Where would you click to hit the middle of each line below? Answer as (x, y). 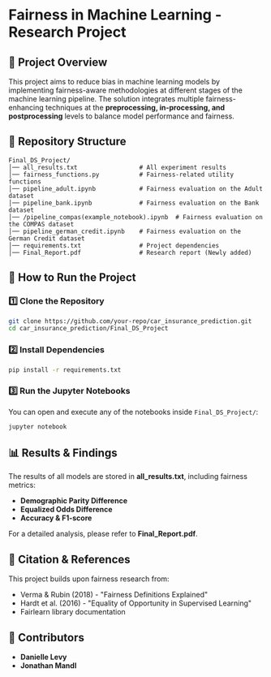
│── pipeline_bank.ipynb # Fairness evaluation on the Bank (134, 203)
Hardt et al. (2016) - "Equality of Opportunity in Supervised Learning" (136, 603)
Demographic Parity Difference (74, 501)
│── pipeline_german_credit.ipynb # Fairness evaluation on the (125, 231)
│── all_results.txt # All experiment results (118, 167)
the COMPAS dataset (41, 224)
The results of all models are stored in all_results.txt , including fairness (128, 476)
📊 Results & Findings (63, 453)
